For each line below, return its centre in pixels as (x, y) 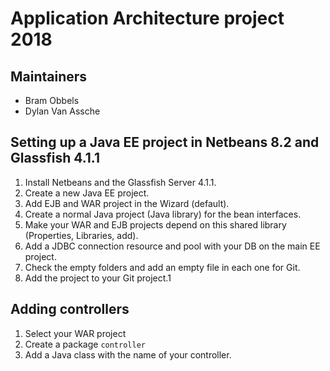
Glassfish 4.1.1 (55, 158)
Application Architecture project (147, 18)
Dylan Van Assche (62, 111)
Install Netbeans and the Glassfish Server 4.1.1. (120, 182)
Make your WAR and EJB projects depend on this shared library (155, 224)
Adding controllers (70, 309)
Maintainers (49, 76)
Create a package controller (85, 344)
